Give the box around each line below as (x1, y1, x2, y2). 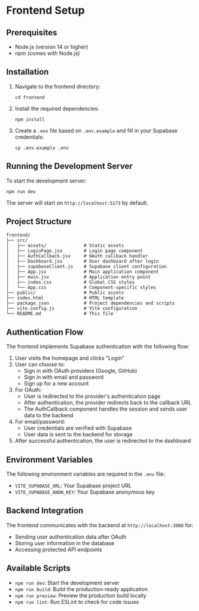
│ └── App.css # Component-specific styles (6, 285, 157, 291)
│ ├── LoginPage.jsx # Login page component (6, 248, 143, 254)
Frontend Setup (6, 4, 85, 17)
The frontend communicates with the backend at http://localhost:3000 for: (6, 521, 194, 528)
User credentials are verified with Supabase (23, 424, 132, 431)
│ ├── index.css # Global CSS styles (6, 279, 135, 285)
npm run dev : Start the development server (14, 579, 120, 586)
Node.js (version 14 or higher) (14, 43, 88, 50)
